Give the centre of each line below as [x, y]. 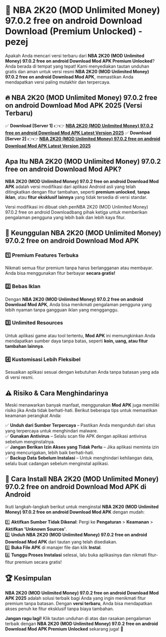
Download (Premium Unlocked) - [74, 31]
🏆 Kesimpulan [28, 579]
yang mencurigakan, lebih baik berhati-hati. [50, 452]
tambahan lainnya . [25, 346]
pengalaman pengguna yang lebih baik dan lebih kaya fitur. [65, 217]
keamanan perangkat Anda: [33, 416]
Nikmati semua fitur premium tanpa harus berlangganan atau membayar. [79, 268]
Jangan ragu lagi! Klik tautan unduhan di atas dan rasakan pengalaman [78, 618]
